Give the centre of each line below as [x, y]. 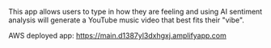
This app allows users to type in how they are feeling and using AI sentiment [135, 12]
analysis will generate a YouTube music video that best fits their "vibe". [127, 20]
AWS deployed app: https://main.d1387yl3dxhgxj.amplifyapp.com [117, 36]
